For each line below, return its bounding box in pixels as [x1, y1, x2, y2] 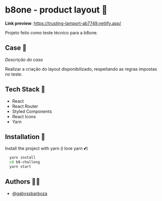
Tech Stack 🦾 [5, 85, 46, 93]
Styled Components [12, 108, 52, 114]
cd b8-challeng [9, 160, 40, 165]
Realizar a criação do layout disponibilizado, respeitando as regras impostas [5, 66, 158, 72]
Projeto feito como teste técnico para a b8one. [5, 30, 98, 35]
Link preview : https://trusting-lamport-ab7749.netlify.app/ [5, 20, 121, 26]
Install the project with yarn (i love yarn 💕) [5, 145, 88, 152]
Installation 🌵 [5, 133, 46, 141]
